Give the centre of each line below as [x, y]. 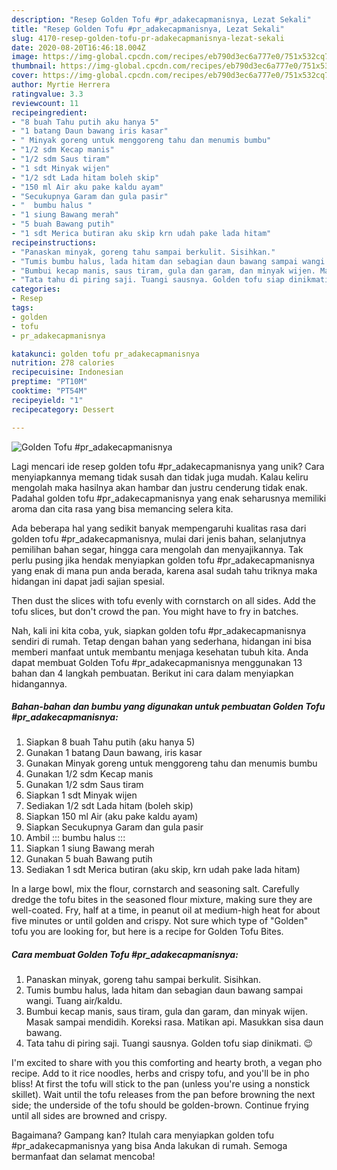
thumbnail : [34, 66]
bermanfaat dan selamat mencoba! [83, 1157]
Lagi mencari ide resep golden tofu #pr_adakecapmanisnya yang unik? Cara [168, 466]
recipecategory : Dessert [63, 409]
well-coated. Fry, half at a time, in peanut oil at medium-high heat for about [166, 910]
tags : [22, 308]
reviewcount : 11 [45, 103]
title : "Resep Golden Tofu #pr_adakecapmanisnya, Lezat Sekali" [148, 29]
